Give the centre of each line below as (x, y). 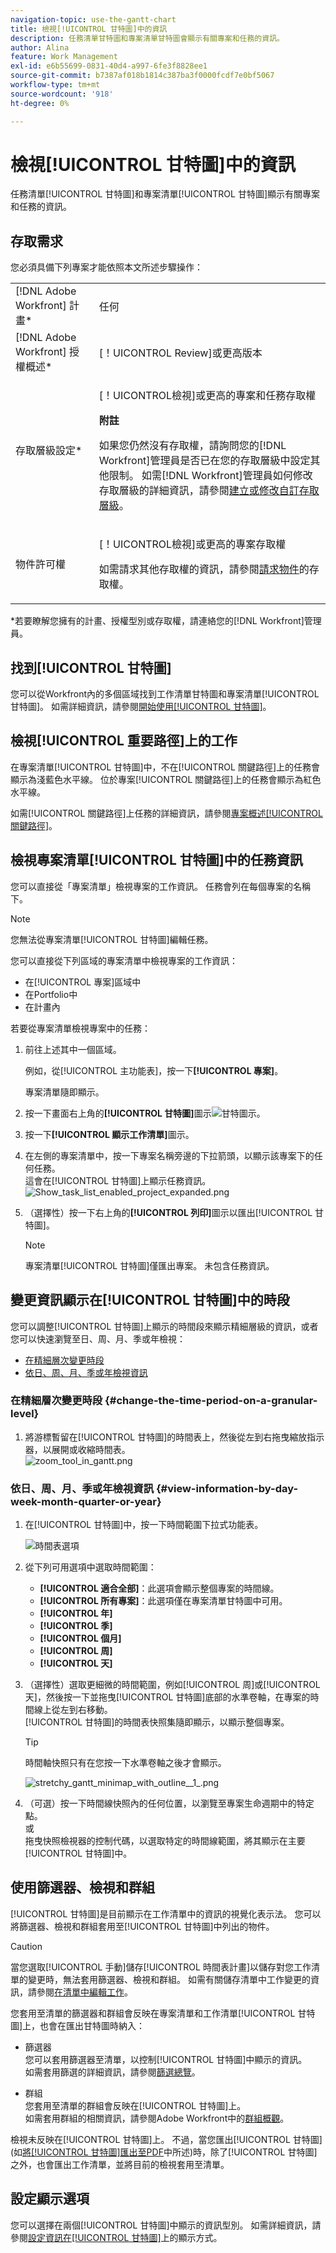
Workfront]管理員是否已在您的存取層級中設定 (204, 461)
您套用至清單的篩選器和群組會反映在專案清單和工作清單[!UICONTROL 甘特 (163, 2013)
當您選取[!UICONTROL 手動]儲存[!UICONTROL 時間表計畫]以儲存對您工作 (161, 1967)
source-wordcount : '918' (62, 94)
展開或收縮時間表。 (91, 1449)
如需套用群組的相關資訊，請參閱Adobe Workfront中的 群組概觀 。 (157, 2118)
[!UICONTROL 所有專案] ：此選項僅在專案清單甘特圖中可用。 (163, 1601)
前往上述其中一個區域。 (73, 1049)
